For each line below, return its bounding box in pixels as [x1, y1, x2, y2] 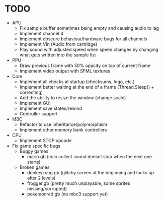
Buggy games [19, 148, 49, 154]
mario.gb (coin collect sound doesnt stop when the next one [27, 153, 152, 159]
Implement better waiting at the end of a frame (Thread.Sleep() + [19, 84, 154, 90]
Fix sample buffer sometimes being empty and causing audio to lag [19, 25, 159, 31]
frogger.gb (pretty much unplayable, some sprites [27, 180, 130, 186]
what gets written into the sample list [19, 51, 96, 58]
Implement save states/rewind [19, 105, 83, 111]
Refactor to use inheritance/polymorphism [19, 121, 108, 127]
